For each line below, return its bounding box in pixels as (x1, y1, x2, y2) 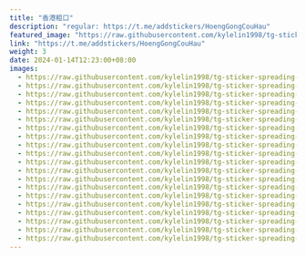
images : (9, 65, 39, 74)
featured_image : (9, 30, 71, 39)
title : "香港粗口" (9, 13, 75, 23)
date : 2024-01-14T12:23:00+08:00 (9, 56, 137, 65)
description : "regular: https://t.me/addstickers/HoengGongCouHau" (9, 22, 271, 31)
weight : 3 (9, 47, 47, 57)
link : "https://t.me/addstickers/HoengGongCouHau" (9, 38, 206, 48)
